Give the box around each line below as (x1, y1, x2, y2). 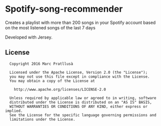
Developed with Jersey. (5, 34, 53, 40)
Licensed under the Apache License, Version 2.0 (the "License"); (9, 70, 148, 75)
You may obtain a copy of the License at (9, 78, 95, 84)
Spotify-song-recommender (5, 3, 123, 15)
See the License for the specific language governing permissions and (9, 112, 157, 118)
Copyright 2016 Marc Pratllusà (9, 61, 73, 66)
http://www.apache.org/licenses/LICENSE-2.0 (14, 87, 106, 92)
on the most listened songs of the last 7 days (5, 24, 95, 30)
